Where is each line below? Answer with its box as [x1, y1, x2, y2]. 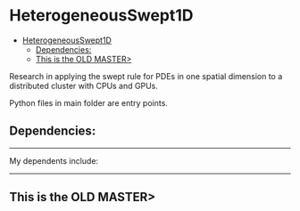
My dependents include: [9, 155, 99, 166]
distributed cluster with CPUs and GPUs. [9, 80, 158, 91]
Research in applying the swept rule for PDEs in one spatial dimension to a [9, 70, 283, 81]
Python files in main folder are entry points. [9, 97, 168, 108]
